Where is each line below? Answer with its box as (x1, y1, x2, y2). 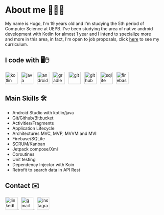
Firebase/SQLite (12, 135, 45, 141)
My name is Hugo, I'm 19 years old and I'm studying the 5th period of (5, 21, 144, 26)
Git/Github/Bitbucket (12, 115, 54, 121)
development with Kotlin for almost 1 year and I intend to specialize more (5, 31, 151, 37)
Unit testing (12, 156, 36, 162)
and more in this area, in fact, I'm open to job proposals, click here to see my (5, 36, 160, 42)
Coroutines (12, 151, 35, 157)
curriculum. (5, 41, 28, 47)
